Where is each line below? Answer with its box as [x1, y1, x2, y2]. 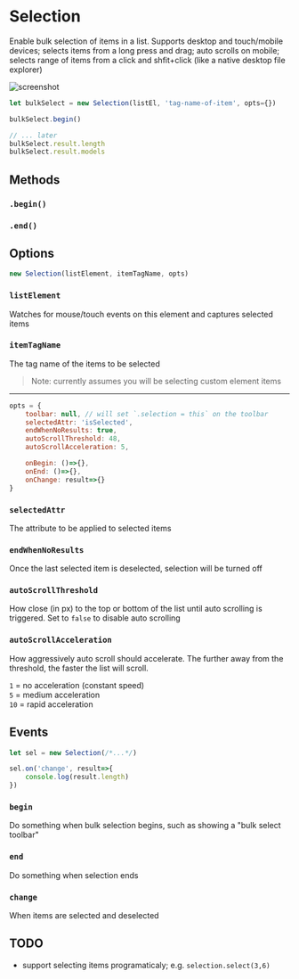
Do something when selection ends [9, 869, 139, 880]
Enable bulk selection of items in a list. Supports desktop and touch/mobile [9, 36, 283, 46]
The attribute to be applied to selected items [9, 522, 172, 533]
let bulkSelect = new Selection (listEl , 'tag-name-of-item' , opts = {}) [9, 98, 277, 108]
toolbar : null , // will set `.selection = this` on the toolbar [25, 409, 269, 418]
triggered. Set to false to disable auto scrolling [9, 613, 181, 623]
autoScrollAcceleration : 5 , [25, 443, 129, 452]
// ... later [9, 131, 58, 140]
